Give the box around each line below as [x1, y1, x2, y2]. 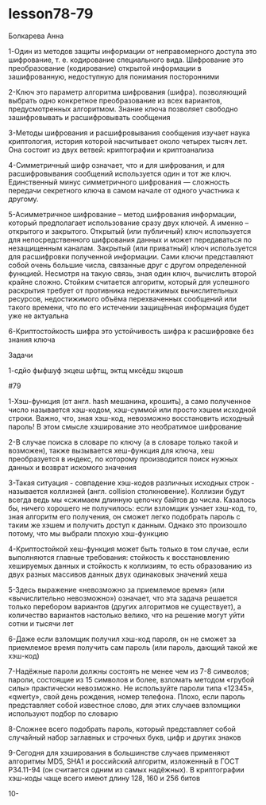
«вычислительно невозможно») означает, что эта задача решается [8, 593, 238, 603]
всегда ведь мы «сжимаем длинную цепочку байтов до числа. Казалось [8, 495, 256, 504]
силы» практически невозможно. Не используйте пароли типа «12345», [8, 683, 254, 693]
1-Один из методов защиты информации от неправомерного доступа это [8, 46, 257, 56]
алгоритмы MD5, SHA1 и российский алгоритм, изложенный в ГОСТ [8, 756, 240, 766]
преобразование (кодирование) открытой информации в [8, 63, 202, 72]
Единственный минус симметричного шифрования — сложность [8, 177, 230, 187]
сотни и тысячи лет [8, 618, 74, 628]
